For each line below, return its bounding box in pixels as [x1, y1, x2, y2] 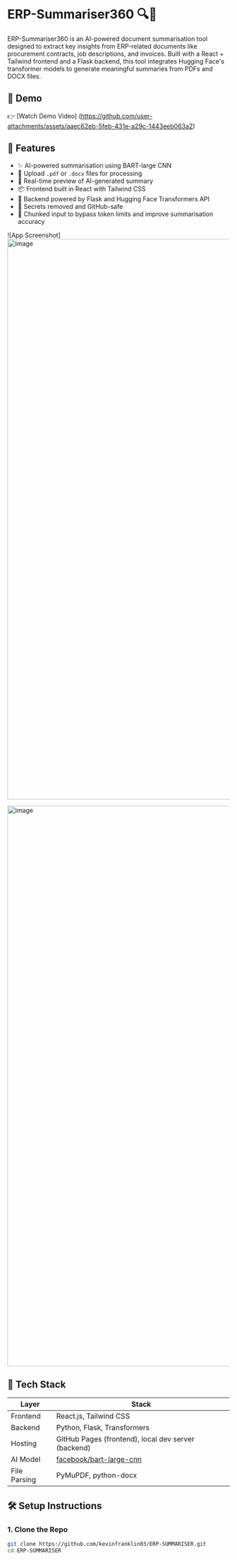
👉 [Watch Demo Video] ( [7, 112, 81, 120]
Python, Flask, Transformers [56, 1423, 150, 1433]
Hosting [11, 1439, 37, 1448]
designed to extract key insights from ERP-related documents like [7, 42, 197, 50]
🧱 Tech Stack [7, 1379, 66, 1391]
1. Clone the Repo [7, 1524, 68, 1534]
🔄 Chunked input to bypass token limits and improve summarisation [17, 210, 214, 218]
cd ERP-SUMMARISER [7, 1547, 61, 1554]
